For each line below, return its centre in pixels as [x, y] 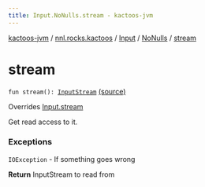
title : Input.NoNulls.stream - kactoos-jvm [81, 15]
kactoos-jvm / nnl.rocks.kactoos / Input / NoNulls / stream [102, 38]
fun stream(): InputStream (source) [67, 91]
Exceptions [30, 142]
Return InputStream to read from [61, 174]
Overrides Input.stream [46, 106]
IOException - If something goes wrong [72, 159]
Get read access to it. [43, 122]
